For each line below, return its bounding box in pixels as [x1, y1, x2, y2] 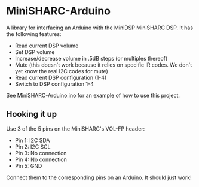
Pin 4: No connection [14, 156, 67, 163]
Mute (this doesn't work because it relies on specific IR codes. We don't [14, 61, 192, 68]
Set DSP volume [14, 48, 55, 55]
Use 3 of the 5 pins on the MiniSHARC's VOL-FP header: [6, 125, 145, 132]
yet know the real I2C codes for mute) [14, 67, 109, 74]
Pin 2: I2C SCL [14, 143, 51, 150]
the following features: [6, 30, 62, 37]
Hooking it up [6, 109, 57, 119]
